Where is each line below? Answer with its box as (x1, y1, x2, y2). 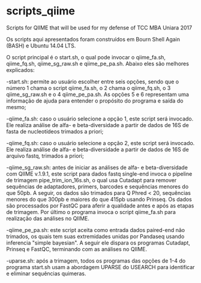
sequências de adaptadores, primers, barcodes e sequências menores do (6, 183, 189, 190)
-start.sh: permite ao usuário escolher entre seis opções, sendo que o (6, 78, 179, 85)
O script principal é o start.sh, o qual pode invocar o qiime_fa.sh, (6, 53, 166, 61)
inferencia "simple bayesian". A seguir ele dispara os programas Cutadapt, (6, 239, 191, 246)
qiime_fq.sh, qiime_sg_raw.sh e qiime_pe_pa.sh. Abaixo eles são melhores (6, 60, 189, 67)
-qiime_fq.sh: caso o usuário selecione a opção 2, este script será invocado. (6, 139, 195, 146)
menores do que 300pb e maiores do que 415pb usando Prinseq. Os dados (6, 195, 192, 203)
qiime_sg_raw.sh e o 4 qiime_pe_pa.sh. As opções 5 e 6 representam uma (6, 91, 189, 98)
